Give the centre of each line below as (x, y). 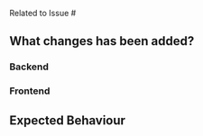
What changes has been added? (102, 41)
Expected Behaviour (68, 120)
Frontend (30, 91)
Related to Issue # (43, 13)
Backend (29, 67)
